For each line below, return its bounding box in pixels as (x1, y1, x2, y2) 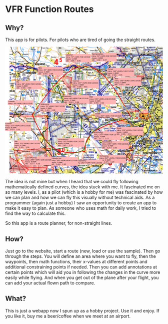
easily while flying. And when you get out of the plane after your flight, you (5, 274, 159, 280)
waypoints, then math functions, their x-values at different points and (5, 258, 147, 264)
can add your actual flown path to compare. (5, 279, 95, 286)
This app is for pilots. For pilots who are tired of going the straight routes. (5, 37, 156, 43)
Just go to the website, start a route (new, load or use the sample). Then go (5, 248, 160, 254)
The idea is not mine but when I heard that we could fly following (5, 179, 138, 185)
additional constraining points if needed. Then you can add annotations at (5, 264, 157, 270)
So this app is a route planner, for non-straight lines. (5, 220, 112, 226)
